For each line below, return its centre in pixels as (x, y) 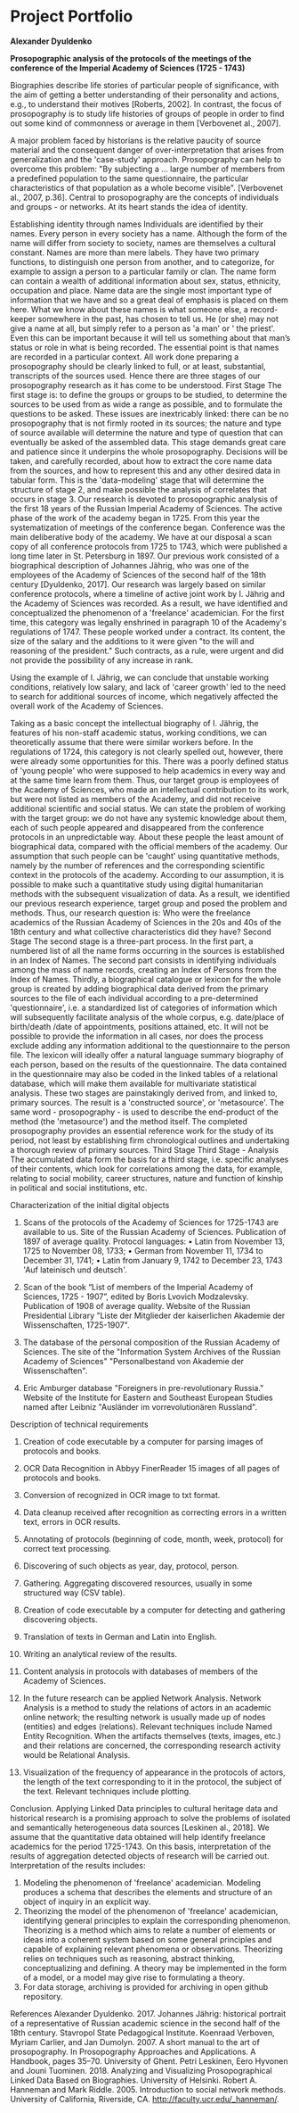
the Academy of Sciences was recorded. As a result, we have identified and (149, 603)
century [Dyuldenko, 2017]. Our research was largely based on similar (138, 584)
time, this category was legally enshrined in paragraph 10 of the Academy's (149, 622)
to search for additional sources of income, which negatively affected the (144, 696)
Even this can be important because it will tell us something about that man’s (150, 337)
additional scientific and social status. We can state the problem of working (148, 808)
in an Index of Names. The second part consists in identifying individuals (143, 960)
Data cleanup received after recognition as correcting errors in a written (155, 1512)
